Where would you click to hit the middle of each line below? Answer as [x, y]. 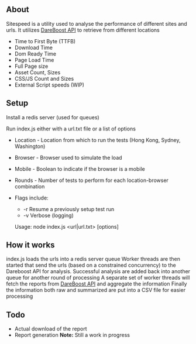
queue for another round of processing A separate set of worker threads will [98, 278]
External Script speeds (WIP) [49, 85]
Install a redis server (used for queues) [53, 117]
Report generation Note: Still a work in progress [72, 335]
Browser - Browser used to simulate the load [68, 157]
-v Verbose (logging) [49, 215]
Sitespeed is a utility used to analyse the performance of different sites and [97, 23]
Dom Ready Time [35, 54]
